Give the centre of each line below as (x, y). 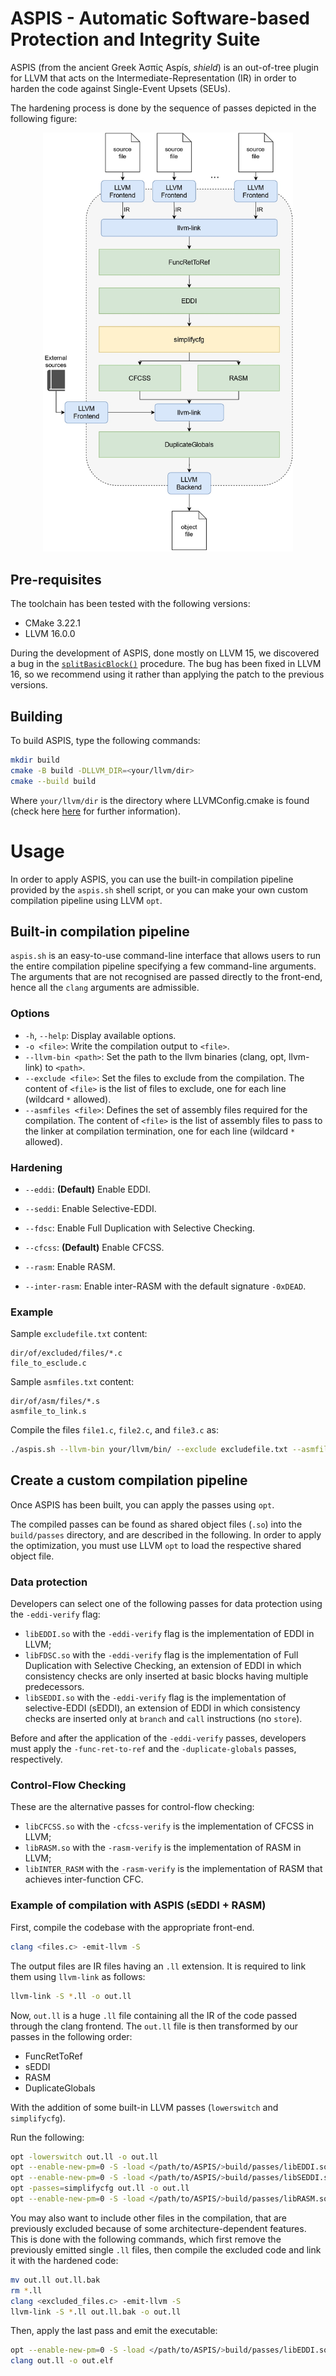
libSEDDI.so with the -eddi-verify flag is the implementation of (155, 1698)
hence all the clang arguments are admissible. (105, 988)
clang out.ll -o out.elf (62, 2361)
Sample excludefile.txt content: (79, 1334)
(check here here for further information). (95, 811)
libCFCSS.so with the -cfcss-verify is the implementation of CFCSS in (169, 1826)
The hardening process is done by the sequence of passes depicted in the (163, 108)
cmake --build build (53, 781)
